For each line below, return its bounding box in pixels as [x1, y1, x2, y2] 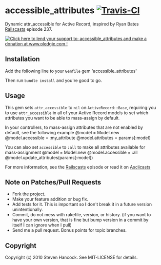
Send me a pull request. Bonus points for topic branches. [12, 227, 127, 233]
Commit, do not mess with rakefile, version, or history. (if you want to [12, 212, 151, 218]
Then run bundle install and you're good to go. [5, 77, 102, 83]
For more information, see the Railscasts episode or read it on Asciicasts [5, 164, 151, 170]
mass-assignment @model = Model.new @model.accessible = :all [5, 149, 138, 155]
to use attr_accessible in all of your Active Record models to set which [5, 110, 149, 116]
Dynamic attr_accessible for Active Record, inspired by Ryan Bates [5, 21, 139, 27]
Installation [5, 55, 40, 63]
